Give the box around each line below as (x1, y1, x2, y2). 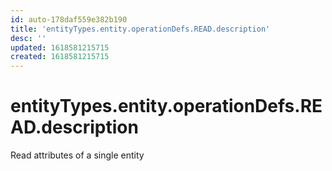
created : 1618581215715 (10, 52, 110, 62)
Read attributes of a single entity (10, 149, 145, 161)
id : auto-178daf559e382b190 (10, 14, 128, 25)
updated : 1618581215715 (10, 42, 110, 53)
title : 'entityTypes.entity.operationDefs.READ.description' (10, 24, 271, 34)
